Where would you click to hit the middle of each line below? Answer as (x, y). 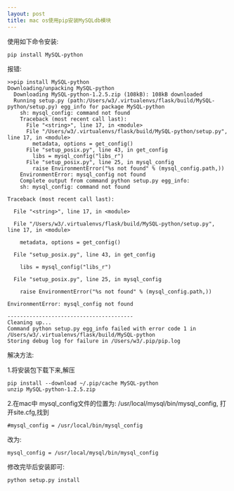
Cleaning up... (30, 322)
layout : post (26, 14)
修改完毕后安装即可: (36, 466)
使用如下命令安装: (33, 41)
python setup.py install (44, 480)
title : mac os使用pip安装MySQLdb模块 (59, 20)
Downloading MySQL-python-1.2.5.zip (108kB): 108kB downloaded (108, 94)
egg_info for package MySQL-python (113, 106)
